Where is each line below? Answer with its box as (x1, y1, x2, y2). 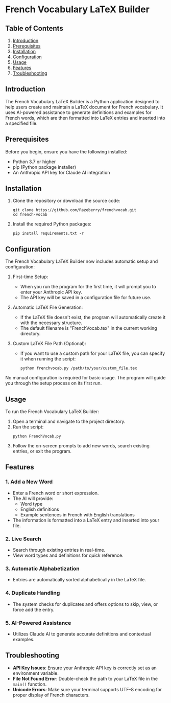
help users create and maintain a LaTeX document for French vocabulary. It (5, 104, 163, 110)
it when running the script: (20, 356, 76, 362)
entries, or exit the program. (12, 448, 72, 455)
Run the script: (12, 424, 44, 430)
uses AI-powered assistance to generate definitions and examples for (5, 109, 152, 116)
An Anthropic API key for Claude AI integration (12, 169, 110, 175)
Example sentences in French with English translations (20, 511, 135, 517)
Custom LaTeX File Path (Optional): (12, 341, 86, 347)
